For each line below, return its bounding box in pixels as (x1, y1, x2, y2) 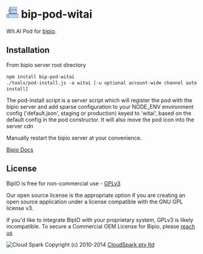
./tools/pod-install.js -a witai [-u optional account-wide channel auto (6, 80, 198, 86)
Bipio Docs (6, 146, 33, 153)
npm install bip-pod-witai (6, 74, 75, 80)
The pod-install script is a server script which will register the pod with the (6, 97, 193, 104)
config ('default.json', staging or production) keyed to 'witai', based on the (6, 109, 191, 117)
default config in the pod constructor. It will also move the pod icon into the (6, 115, 194, 123)
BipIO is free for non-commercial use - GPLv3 (6, 179, 121, 187)
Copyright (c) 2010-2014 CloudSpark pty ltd (44, 241, 155, 248)
